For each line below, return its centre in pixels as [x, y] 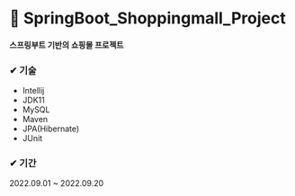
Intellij [33, 91]
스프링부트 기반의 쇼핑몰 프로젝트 [67, 45]
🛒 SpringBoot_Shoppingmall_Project [147, 18]
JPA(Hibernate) [51, 129]
